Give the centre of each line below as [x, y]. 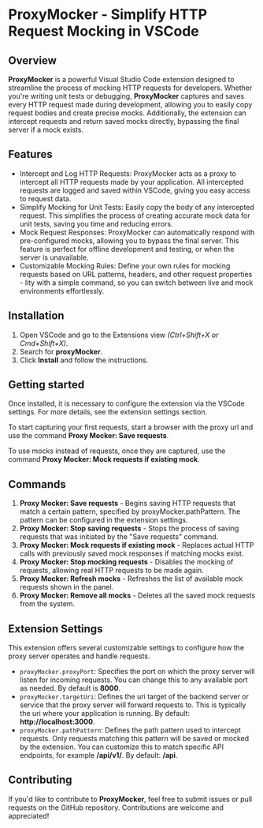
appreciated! [29, 815]
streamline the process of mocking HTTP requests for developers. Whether [130, 88]
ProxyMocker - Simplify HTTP [107, 15]
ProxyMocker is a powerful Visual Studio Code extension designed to [121, 79]
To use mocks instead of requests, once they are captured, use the [117, 451]
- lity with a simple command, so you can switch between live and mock [136, 283]
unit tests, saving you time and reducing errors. [96, 223]
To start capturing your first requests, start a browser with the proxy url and [131, 427]
